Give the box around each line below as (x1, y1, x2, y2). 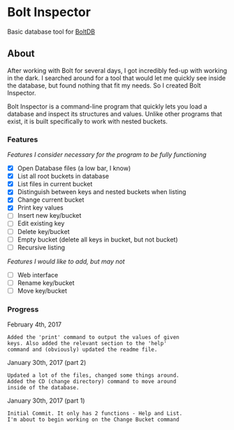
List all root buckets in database (17, 172, 110, 181)
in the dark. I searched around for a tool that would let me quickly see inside (7, 74, 226, 82)
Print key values (17, 204, 64, 212)
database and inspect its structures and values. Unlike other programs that (7, 109, 222, 118)
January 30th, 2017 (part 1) (7, 396, 85, 405)
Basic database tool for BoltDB (7, 27, 96, 36)
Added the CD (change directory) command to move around (7, 378, 177, 385)
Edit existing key (17, 219, 65, 228)
